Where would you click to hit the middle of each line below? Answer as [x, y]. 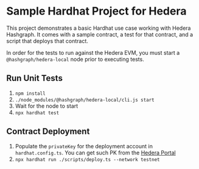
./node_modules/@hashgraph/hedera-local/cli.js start [85, 100]
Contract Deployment [48, 132]
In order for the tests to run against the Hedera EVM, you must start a [93, 52]
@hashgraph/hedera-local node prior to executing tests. [75, 59]
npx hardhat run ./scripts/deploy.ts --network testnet [87, 159]
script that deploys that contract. [47, 41]
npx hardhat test [37, 113]
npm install [30, 93]
